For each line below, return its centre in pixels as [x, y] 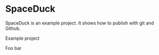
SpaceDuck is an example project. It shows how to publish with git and [80, 23]
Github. [13, 28]
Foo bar [14, 48]
